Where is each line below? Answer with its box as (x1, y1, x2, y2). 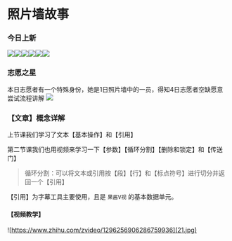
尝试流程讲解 (7, 94, 44, 102)
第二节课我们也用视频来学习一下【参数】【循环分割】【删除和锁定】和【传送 (7, 145, 223, 154)
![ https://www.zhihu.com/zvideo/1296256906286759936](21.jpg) (7, 226, 198, 235)
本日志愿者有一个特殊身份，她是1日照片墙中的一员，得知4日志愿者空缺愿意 (7, 85, 224, 93)
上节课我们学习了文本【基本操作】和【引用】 (7, 130, 137, 139)
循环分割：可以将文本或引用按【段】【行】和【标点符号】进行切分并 (24, 169, 219, 177)
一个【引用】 (30, 178, 68, 186)
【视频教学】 (7, 209, 44, 218)
